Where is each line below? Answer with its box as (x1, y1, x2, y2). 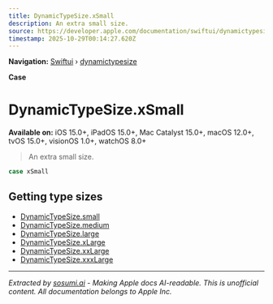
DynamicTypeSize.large (19, 229, 100, 238)
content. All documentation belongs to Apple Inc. (8, 286, 172, 296)
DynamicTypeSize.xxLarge (19, 246, 110, 255)
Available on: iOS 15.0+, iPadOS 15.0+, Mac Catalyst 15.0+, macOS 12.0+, (8, 127, 254, 138)
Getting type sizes (8, 190, 103, 203)
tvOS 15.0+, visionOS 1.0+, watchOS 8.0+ (8, 136, 147, 146)
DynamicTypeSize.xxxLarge (19, 255, 114, 264)
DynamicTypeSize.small (19, 212, 100, 221)
